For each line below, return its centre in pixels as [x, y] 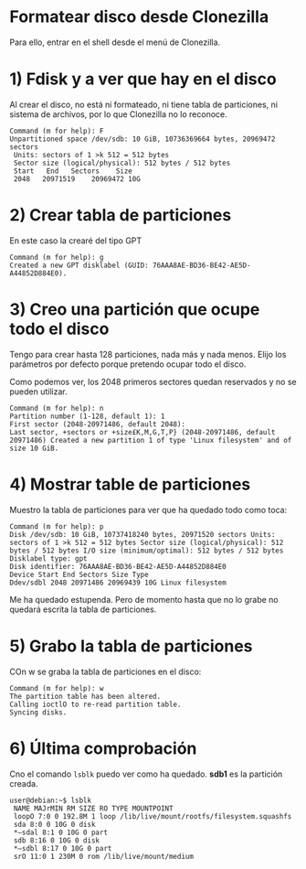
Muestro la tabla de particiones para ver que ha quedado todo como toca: [148, 510]
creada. [24, 783]
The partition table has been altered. [85, 696]
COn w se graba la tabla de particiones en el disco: [106, 671]
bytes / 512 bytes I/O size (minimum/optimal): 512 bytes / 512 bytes [147, 551]
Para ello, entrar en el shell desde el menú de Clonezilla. [115, 42]
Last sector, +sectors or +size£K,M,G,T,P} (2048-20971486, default [142, 432]
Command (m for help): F [57, 131]
